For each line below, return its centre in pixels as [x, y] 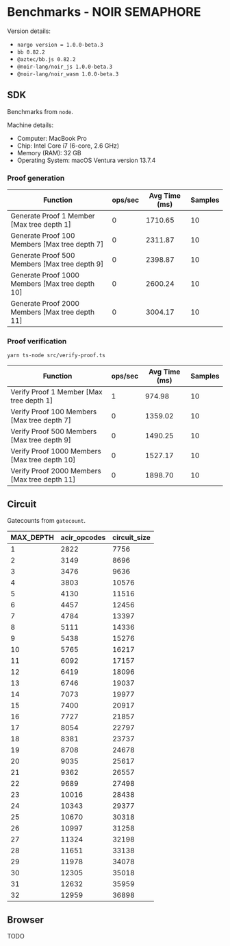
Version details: [29, 31]
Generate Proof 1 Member [53, 216]
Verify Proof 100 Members [54, 412]
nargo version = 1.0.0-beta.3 [60, 45]
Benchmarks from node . [40, 111]
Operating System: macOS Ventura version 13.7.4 [86, 160]
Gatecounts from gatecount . [46, 521]
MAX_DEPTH [33, 538]
